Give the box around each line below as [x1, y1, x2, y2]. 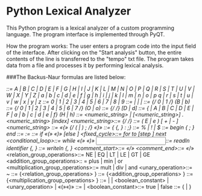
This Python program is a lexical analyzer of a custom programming [6, 24, 175, 31]
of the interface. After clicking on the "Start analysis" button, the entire [6, 48, 182, 56]
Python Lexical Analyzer [6, 4, 131, 18]
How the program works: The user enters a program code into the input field [6, 42, 196, 50]
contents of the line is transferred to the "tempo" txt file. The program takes [6, 55, 194, 62]
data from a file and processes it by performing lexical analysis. [6, 62, 164, 69]
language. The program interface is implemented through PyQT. [6, 30, 165, 38]
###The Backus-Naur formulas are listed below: [6, 73, 126, 80]
